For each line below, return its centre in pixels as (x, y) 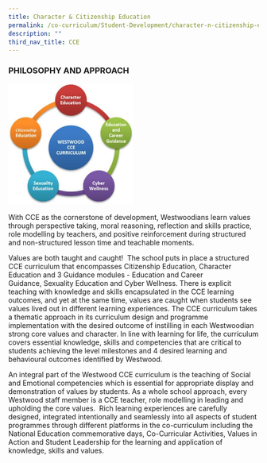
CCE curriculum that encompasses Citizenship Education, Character (120, 266)
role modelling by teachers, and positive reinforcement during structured (127, 233)
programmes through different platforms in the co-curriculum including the (131, 425)
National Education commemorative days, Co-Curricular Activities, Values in (133, 434)
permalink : (26, 25)
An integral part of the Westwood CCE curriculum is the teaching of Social (130, 374)
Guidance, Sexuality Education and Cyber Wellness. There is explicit (120, 283)
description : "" (35, 33)
